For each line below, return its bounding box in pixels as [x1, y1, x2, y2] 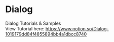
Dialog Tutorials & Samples [5, 20, 61, 26]
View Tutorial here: [5, 25, 45, 31]
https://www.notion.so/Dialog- [45, 25, 109, 31]
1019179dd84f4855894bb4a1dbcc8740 [5, 31, 87, 37]
